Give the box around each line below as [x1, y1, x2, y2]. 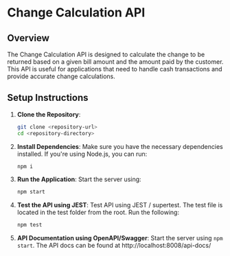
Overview [7, 32, 50, 44]
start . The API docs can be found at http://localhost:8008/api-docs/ [16, 242, 211, 250]
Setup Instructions [7, 92, 89, 104]
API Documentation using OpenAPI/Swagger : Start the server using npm [16, 234, 223, 242]
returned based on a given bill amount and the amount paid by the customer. [7, 58, 224, 66]
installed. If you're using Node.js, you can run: [16, 150, 148, 158]
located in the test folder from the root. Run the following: [16, 208, 180, 217]
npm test [16, 222, 43, 229]
